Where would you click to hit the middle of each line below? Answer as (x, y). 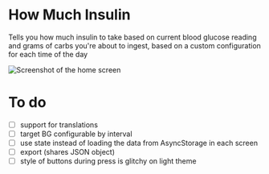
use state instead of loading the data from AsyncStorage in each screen (139, 143)
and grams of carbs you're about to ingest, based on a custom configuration (134, 45)
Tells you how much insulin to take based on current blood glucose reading (132, 37)
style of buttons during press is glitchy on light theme (108, 161)
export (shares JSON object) (67, 152)
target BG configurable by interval (76, 134)
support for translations (59, 124)
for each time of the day (48, 54)
